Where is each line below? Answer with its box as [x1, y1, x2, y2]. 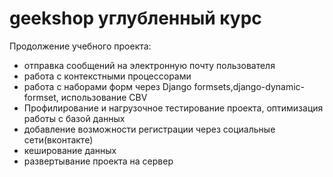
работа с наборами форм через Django [23, 80, 192, 92]
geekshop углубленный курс [9, 7, 262, 30]
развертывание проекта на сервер [23, 155, 174, 167]
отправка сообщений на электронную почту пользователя [23, 59, 276, 71]
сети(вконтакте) [23, 133, 94, 146]
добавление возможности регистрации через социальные [23, 123, 276, 135]
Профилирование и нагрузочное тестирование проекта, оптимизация [23, 102, 324, 114]
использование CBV [60, 91, 148, 103]
